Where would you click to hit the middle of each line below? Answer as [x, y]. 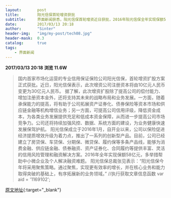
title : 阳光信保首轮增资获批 [40, 15]
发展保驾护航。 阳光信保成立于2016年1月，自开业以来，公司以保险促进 [91, 129]
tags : [11, 48]
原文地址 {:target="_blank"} [33, 190]
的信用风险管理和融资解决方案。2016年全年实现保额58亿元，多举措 [88, 154]
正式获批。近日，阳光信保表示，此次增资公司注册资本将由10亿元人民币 [91, 85]
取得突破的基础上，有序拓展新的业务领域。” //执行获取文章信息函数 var [91, 174]
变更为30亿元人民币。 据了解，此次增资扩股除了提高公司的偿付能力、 [90, 91]
